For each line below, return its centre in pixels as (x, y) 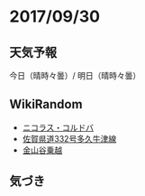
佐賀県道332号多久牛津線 (69, 138)
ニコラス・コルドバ (58, 127)
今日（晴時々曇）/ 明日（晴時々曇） (75, 75)
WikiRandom (46, 104)
